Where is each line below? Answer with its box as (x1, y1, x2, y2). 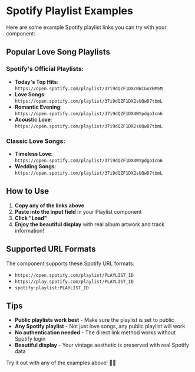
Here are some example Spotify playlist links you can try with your (6, 24, 167, 31)
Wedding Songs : (14, 162, 57, 169)
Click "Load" (14, 214, 47, 221)
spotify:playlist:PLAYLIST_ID (14, 285, 90, 291)
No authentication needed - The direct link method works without (14, 329, 176, 336)
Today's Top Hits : (14, 78, 59, 85)
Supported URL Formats (6, 244, 96, 254)
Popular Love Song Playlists (6, 47, 111, 57)
